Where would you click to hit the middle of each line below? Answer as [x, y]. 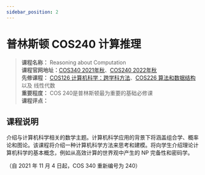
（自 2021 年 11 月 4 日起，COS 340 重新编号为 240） [74, 166]
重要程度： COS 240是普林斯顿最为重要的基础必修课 [87, 93]
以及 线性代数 [38, 85]
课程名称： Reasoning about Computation [74, 62]
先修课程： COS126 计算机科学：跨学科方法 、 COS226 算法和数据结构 [109, 78]
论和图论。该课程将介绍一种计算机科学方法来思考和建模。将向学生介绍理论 [100, 145]
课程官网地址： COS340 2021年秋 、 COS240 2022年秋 [89, 70]
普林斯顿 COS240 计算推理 [74, 44]
